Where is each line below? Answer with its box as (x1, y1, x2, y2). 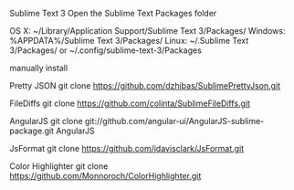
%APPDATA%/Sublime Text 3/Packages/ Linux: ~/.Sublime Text (9, 36, 249, 46)
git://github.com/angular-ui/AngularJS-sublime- (85, 116, 265, 126)
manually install (9, 63, 68, 73)
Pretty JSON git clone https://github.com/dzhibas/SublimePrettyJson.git (9, 80, 281, 90)
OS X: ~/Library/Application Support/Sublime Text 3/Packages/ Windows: (9, 26, 286, 36)
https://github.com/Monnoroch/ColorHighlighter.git (9, 171, 202, 181)
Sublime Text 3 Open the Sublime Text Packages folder (9, 8, 217, 18)
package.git (9, 125, 55, 136)
